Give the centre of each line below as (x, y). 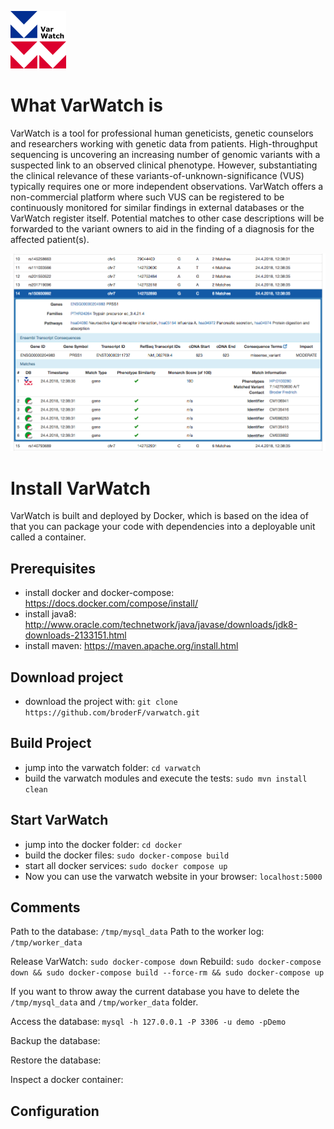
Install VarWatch (80, 488)
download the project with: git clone (101, 701)
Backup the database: (55, 1041)
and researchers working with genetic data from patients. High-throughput (164, 143)
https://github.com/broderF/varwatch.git (112, 712)
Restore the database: (56, 1060)
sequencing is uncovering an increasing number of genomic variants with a (165, 154)
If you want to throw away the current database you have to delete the (155, 992)
